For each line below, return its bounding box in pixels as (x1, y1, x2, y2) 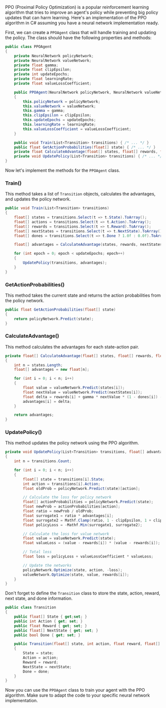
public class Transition (5, 605, 56, 610)
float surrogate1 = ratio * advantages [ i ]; (23, 513, 114, 518)
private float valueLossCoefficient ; (14, 81, 92, 86)
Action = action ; (23, 655, 58, 661)
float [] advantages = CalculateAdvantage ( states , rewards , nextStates (14, 242, 163, 247)
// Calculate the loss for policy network (23, 495, 112, 500)
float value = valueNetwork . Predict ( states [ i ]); (23, 385, 125, 391)
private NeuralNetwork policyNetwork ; (14, 53, 94, 58)
